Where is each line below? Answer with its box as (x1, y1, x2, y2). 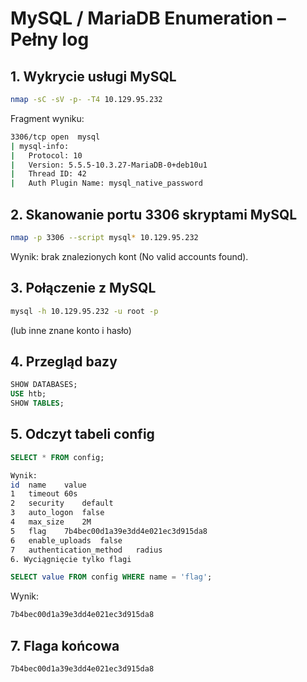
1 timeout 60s (10, 489, 78, 499)
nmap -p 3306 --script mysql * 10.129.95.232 (10, 232, 199, 242)
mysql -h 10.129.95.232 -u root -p (10, 306, 159, 316)
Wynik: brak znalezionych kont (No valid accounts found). (10, 250, 249, 262)
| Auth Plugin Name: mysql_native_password (10, 178, 203, 189)
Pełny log (10, 28, 90, 51)
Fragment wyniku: (10, 112, 85, 124)
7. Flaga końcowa (10, 637, 120, 654)
